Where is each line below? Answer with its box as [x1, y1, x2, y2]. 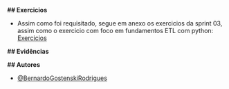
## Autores [7, 61, 40, 68]
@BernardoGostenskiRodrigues [17, 74, 107, 82]
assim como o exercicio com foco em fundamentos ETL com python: [17, 27, 214, 34]
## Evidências [7, 48, 50, 55]
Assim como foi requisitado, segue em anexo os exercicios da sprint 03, [17, 19, 223, 27]
